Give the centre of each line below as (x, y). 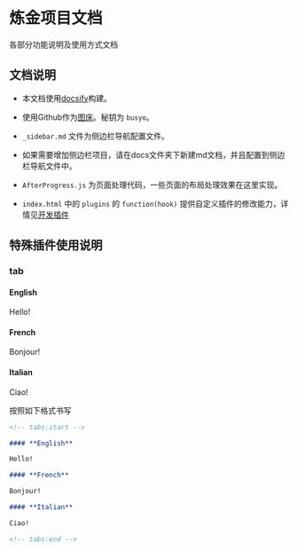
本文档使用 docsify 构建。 (67, 98)
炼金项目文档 (56, 18)
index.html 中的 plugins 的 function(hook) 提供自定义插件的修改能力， (151, 203)
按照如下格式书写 (40, 410)
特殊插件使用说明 (56, 245)
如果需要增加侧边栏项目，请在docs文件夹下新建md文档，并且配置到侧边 (153, 154)
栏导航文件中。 (49, 166)
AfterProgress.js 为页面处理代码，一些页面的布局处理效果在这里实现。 (152, 185)
